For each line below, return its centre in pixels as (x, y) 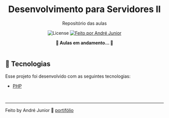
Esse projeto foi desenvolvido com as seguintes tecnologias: (68, 76)
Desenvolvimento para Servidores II (84, 9)
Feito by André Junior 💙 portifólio (39, 110)
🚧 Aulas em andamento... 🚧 (84, 43)
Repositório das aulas (84, 23)
